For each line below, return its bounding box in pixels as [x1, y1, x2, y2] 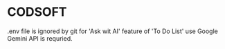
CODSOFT [7, 4, 67, 20]
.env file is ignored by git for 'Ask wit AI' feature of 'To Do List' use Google [7, 27, 218, 35]
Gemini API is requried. [7, 34, 73, 42]
